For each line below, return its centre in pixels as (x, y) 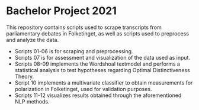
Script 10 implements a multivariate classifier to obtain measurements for (104, 82)
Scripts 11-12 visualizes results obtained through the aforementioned (98, 95)
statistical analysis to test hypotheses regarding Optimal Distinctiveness (102, 70)
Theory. (24, 76)
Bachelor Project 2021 (62, 11)
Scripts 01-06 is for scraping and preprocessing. (74, 51)
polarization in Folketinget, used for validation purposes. (83, 89)
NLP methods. (32, 101)
